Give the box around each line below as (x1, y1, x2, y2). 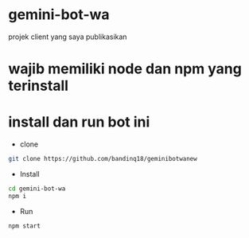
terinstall (8, 77, 69, 95)
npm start (8, 221, 41, 230)
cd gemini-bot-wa (8, 185, 66, 193)
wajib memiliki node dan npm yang (8, 60, 243, 78)
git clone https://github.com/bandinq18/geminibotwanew (8, 155, 197, 163)
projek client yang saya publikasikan (8, 32, 127, 41)
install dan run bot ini (8, 113, 150, 131)
